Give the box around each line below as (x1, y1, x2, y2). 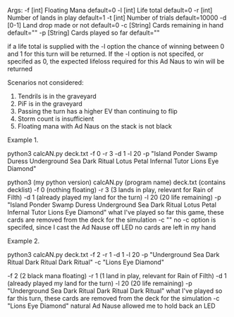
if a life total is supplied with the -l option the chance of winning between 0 (7, 42, 225, 50)
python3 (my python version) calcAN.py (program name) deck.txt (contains (7, 178, 226, 186)
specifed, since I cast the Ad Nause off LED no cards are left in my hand (7, 223, 216, 232)
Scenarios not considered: (7, 78, 84, 87)
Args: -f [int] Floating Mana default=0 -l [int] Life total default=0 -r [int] (7, 6, 213, 14)
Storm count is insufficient (17, 114, 94, 123)
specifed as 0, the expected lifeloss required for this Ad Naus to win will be (7, 57, 225, 66)
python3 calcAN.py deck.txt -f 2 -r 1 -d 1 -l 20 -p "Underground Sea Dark (7, 251, 220, 258)
